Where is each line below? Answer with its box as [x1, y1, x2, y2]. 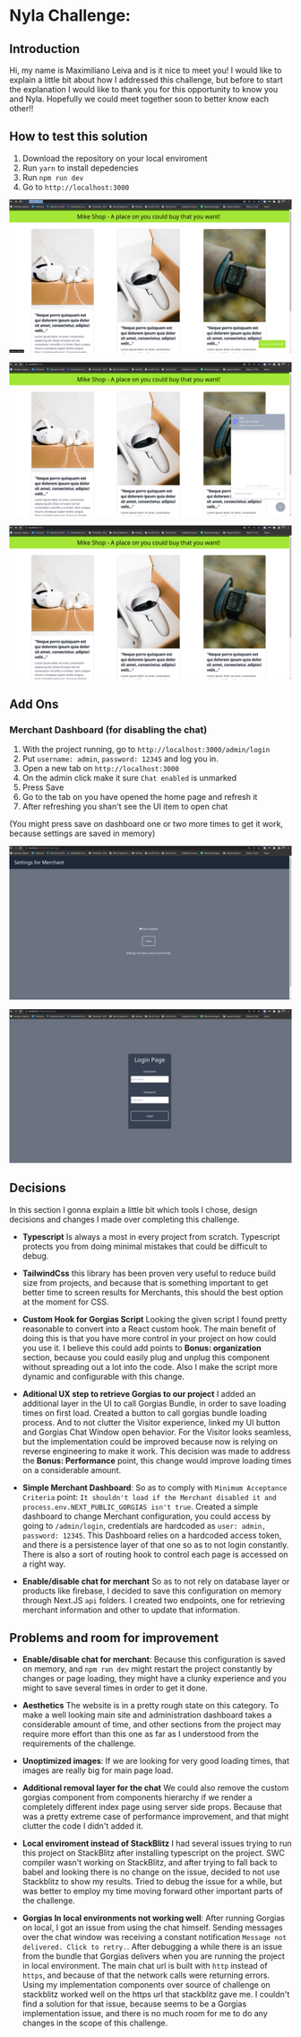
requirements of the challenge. [21, 1738, 136, 1749]
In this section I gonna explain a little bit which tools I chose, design [9, 1204, 258, 1215]
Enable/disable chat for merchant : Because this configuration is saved [21, 1654, 286, 1665]
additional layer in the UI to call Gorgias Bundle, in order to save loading [21, 1398, 287, 1409]
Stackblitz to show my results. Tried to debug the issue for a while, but [21, 1876, 283, 1887]
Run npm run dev [21, 171, 84, 182]
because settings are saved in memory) [9, 828, 156, 839]
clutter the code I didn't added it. [21, 1821, 143, 1831]
